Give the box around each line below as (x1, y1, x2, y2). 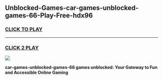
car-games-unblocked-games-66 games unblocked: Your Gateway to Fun (5, 64, 158, 70)
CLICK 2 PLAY (5, 44, 39, 51)
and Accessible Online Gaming (5, 69, 68, 75)
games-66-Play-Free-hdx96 (5, 12, 93, 20)
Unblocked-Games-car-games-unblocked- (5, 4, 139, 12)
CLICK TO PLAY (5, 26, 43, 33)
